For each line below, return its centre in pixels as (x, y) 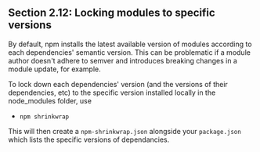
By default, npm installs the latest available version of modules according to (130, 44)
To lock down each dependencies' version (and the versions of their (118, 84)
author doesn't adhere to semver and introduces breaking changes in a (123, 60)
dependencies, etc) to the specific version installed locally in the (112, 92)
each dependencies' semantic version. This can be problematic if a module (129, 52)
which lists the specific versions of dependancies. (89, 139)
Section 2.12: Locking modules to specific (112, 13)
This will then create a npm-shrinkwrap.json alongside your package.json (125, 131)
